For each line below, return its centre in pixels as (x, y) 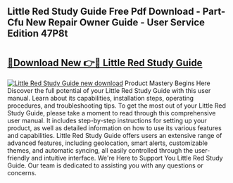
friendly (19, 158)
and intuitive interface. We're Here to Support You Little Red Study (127, 158)
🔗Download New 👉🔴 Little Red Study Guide (105, 63)
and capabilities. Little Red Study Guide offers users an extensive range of (115, 135)
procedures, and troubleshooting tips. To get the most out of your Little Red (117, 106)
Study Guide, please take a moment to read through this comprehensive (112, 113)
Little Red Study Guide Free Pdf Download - (104, 12)
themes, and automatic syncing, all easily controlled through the (100, 150)
